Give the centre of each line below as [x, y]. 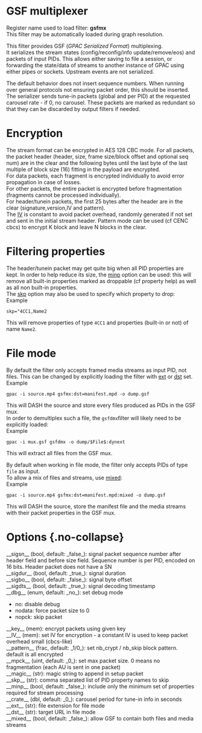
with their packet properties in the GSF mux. [61, 513]
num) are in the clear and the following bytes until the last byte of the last [97, 163]
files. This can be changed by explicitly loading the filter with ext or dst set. [99, 376]
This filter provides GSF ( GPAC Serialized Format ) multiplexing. [84, 46]
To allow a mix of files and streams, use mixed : [64, 478]
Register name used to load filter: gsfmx [56, 28]
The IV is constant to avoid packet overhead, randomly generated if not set [99, 214]
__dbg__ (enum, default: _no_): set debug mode [65, 592]
